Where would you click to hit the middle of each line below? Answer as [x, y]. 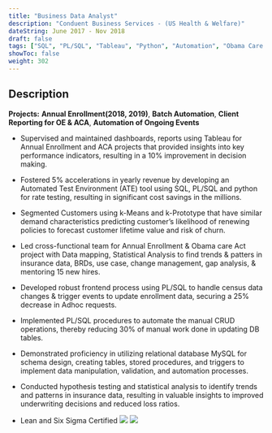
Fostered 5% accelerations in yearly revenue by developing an [125, 180]
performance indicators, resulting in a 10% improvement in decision [133, 155]
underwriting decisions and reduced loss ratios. [100, 404]
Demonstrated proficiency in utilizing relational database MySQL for [134, 353]
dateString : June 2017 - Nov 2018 [67, 31]
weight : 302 [28, 62]
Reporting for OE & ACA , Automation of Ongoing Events [104, 122]
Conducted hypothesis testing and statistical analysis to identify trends [139, 386]
